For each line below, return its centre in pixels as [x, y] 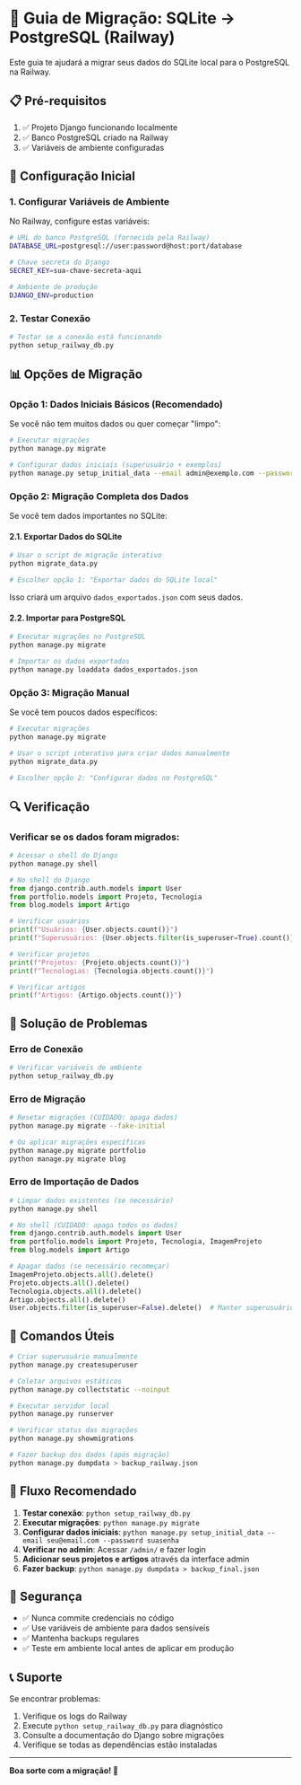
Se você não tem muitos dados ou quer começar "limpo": [115, 424]
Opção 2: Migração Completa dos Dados [99, 496]
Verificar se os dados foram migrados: [95, 837]
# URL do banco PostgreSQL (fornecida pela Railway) [110, 238]
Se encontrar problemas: [55, 1699]
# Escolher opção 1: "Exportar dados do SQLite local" [114, 580]
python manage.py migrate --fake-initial [88, 1126]
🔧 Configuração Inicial [73, 176]
